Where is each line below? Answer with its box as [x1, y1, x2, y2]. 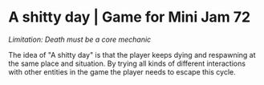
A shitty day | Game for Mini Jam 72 [8, 8, 251, 26]
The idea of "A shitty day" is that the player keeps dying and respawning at [8, 50, 256, 59]
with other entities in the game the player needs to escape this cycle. [8, 67, 237, 76]
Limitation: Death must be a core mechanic [8, 34, 152, 44]
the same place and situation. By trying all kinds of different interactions [8, 59, 246, 68]
